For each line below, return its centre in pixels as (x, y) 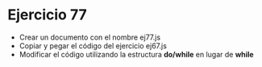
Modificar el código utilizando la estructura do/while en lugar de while (137, 54)
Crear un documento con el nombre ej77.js (90, 37)
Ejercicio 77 (48, 15)
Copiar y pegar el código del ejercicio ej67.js (93, 45)
